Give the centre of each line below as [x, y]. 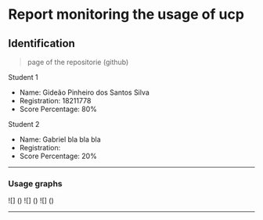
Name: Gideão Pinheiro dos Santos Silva [85, 92]
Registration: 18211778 [55, 101]
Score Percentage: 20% [58, 156]
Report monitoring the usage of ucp [126, 14]
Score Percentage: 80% [58, 109]
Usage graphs [35, 183]
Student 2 [24, 124]
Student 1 [23, 77]
